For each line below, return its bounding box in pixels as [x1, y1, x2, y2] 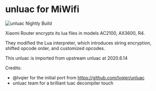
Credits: [5, 65, 22, 71]
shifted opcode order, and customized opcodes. [5, 45, 105, 51]
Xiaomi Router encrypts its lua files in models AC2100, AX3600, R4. [5, 30, 145, 36]
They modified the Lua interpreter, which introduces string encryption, [5, 39, 151, 46]
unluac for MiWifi [5, 4, 80, 15]
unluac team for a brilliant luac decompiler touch [12, 80, 114, 86]
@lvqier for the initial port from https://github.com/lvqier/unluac [12, 74, 145, 80]
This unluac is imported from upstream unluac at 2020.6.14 [5, 55, 128, 61]
